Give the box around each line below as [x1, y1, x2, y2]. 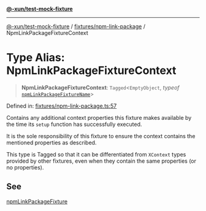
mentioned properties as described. [6, 139, 97, 146]
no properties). [6, 163, 44, 171]
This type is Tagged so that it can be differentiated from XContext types [6, 150, 186, 158]
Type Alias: [6, 51, 66, 65]
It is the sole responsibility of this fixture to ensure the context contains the [6, 132, 196, 139]
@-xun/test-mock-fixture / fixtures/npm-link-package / [6, 23, 146, 30]
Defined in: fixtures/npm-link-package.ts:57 [6, 102, 117, 109]
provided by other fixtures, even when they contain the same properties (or [6, 157, 197, 165]
